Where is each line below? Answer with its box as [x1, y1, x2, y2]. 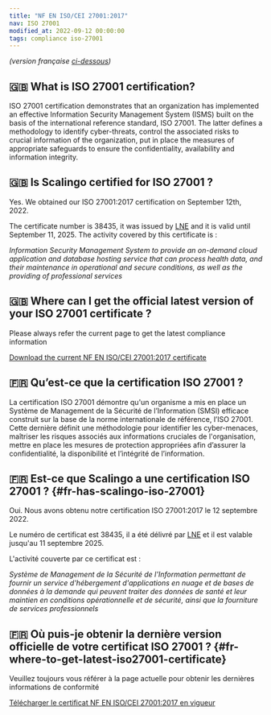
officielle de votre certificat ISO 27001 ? [9, 639, 211, 653]
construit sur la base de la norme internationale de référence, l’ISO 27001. [9, 414, 253, 424]
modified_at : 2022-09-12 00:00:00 [9, 27, 125, 35]
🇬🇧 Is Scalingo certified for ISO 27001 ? [9, 176, 214, 189]
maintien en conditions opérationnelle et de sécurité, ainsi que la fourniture [9, 595, 258, 605]
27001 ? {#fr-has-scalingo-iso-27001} [9, 484, 206, 498]
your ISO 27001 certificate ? [9, 307, 152, 320]
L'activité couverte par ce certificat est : [9, 554, 142, 564]
